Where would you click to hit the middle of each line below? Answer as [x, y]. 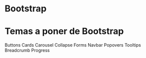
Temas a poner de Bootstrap [64, 31]
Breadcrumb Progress [27, 51]
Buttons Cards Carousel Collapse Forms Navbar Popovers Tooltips [73, 45]
